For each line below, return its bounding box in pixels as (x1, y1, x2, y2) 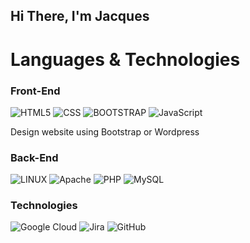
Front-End (10, 84, 61, 98)
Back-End (10, 150, 59, 164)
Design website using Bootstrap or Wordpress (10, 125, 200, 138)
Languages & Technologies (10, 48, 241, 71)
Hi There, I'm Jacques (10, 8, 150, 25)
